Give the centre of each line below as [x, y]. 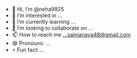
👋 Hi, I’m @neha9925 [38, 9]
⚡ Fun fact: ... [28, 50]
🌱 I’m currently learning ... [44, 22]
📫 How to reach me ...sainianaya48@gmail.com [71, 35]
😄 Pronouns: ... [31, 43]
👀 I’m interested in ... [37, 15]
